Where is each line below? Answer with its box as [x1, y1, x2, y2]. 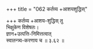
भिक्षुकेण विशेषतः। [6, 24, 40, 30]
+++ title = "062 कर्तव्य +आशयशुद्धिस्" [6, 6, 88, 12]
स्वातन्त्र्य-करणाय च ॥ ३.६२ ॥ [6, 37, 65, 44]
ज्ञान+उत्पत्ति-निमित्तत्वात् [6, 30, 52, 37]
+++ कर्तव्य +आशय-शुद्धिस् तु [6, 17, 63, 24]
